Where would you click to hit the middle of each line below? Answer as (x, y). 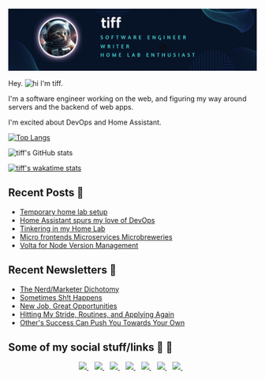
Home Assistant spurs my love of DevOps (87, 220)
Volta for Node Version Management (79, 245)
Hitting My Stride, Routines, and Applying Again (97, 314)
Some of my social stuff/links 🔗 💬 (91, 347)
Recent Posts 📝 (46, 193)
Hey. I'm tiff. (35, 83)
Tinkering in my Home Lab (62, 229)
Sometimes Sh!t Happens (61, 297)
